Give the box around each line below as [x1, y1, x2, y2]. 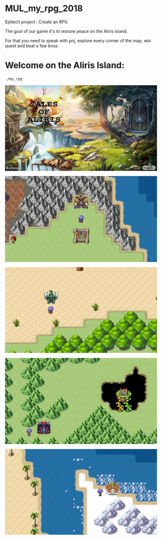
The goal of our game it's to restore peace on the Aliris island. [5, 28, 128, 34]
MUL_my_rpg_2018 [5, 3, 83, 14]
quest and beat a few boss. [5, 43, 59, 48]
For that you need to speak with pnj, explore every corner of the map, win [5, 37, 151, 44]
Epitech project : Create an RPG [5, 19, 68, 25]
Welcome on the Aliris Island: [5, 60, 125, 71]
